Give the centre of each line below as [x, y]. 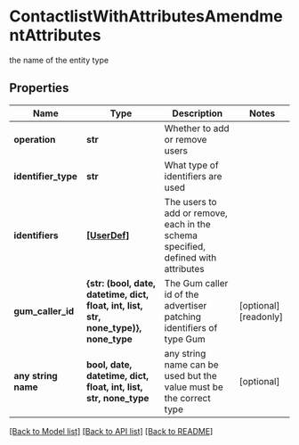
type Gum [185, 339]
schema [181, 235]
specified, [185, 246]
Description [198, 113]
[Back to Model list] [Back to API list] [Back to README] [111, 431]
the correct [187, 398]
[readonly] [261, 317]
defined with [190, 258]
